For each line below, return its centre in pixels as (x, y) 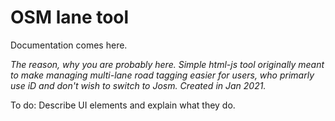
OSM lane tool (70, 17)
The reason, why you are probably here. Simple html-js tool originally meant (167, 64)
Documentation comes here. (69, 45)
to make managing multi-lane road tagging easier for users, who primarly (162, 75)
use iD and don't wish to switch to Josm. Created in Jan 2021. (138, 85)
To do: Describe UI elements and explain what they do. (123, 105)
